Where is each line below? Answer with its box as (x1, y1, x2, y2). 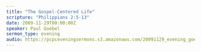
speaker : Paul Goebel (6, 25, 60, 32)
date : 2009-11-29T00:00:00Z (6, 20, 77, 26)
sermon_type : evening (6, 31, 60, 37)
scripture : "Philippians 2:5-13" (6, 14, 90, 20)
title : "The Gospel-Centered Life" (6, 8, 95, 15)
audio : (6, 36, 23, 42)
